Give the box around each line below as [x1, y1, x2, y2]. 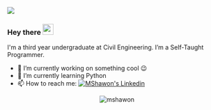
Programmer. [7, 51, 45, 59]
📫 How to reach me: [17, 79, 77, 88]
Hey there [7, 27, 42, 37]
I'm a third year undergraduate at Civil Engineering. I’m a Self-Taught [7, 43, 204, 52]
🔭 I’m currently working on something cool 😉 [17, 64, 148, 72]
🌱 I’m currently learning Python [17, 72, 107, 80]
